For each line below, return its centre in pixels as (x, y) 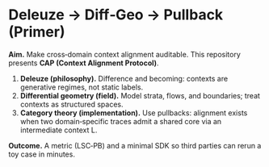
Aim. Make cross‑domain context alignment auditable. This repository (124, 54)
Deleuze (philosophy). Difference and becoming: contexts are (124, 78)
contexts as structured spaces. (71, 104)
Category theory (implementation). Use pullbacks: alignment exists (134, 113)
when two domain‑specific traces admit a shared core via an (121, 121)
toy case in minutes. (42, 154)
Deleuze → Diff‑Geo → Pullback (116, 15)
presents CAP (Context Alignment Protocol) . (84, 63)
